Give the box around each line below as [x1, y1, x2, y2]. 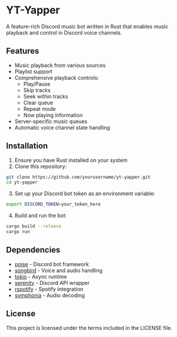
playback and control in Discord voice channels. [6, 29, 122, 36]
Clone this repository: [14, 162, 67, 170]
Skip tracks [23, 86, 51, 94]
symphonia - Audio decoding [14, 291, 85, 299]
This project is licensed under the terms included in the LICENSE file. [6, 324, 172, 331]
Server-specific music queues [14, 118, 88, 125]
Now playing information [23, 111, 83, 118]
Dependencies [6, 245, 60, 255]
